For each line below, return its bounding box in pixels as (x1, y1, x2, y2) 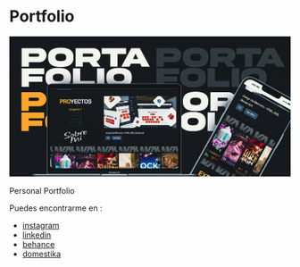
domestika (21, 248, 62, 260)
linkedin (21, 229, 52, 240)
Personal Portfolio (9, 186, 75, 196)
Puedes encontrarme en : (9, 203, 103, 213)
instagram (21, 221, 60, 231)
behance (21, 239, 55, 250)
